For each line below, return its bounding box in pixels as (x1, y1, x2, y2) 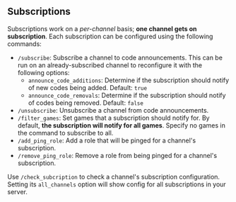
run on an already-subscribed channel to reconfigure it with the (17, 60, 203, 69)
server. (7, 187, 28, 196)
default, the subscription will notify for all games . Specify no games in (17, 120, 226, 130)
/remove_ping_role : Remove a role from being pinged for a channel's (17, 151, 218, 159)
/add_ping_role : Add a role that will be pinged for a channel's (17, 136, 196, 145)
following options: (17, 68, 70, 77)
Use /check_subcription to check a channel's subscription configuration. (7, 172, 220, 181)
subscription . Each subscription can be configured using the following (7, 32, 213, 40)
